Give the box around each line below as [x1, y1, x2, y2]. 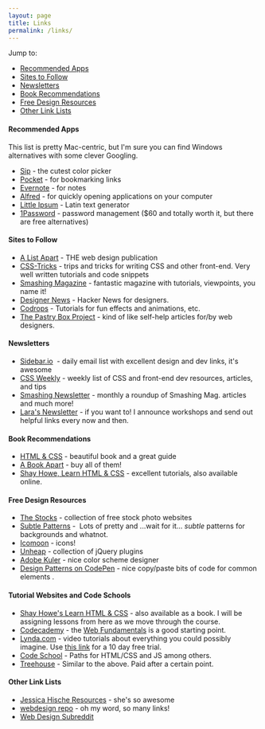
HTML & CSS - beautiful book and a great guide [19, 452, 177, 461]
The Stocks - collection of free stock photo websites [19, 513, 193, 523]
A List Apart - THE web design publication [19, 253, 158, 262]
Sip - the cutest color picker [19, 166, 111, 175]
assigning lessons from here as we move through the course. [19, 617, 221, 626]
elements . [19, 572, 55, 582]
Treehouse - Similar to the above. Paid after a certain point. [19, 659, 214, 668]
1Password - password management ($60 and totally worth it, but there [19, 208, 254, 218]
